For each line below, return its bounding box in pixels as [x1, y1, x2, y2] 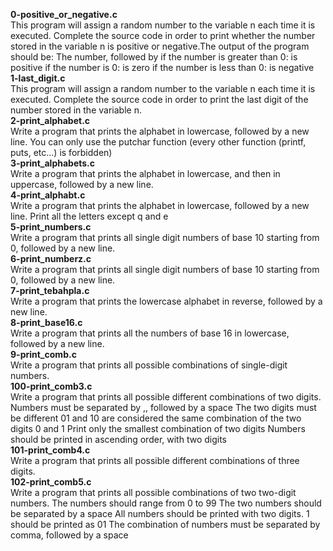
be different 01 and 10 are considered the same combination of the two [10, 412, 302, 424]
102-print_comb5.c [10, 476, 92, 488]
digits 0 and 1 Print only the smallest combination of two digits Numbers [10, 423, 306, 434]
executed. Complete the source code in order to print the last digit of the [10, 94, 309, 105]
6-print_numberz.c [10, 253, 92, 264]
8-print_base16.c [10, 317, 83, 328]
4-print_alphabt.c [10, 189, 86, 201]
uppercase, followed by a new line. [10, 179, 154, 190]
